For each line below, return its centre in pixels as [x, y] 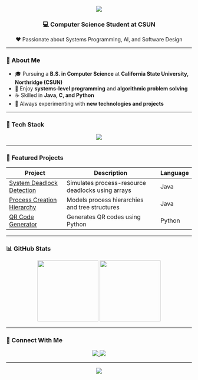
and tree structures [93, 207]
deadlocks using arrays [99, 190]
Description [111, 173]
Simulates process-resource [106, 183]
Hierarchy [23, 207]
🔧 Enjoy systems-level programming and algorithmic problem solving [101, 88]
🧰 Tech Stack [25, 124]
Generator [23, 225]
